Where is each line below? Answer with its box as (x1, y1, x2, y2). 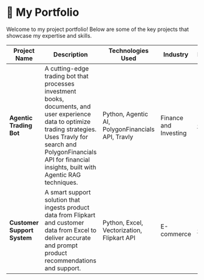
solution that (44, 196, 80, 204)
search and (44, 140, 77, 148)
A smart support (44, 188, 91, 196)
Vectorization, (102, 226, 143, 234)
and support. (44, 264, 81, 272)
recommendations (44, 256, 97, 265)
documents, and (44, 102, 91, 111)
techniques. (44, 178, 78, 186)
